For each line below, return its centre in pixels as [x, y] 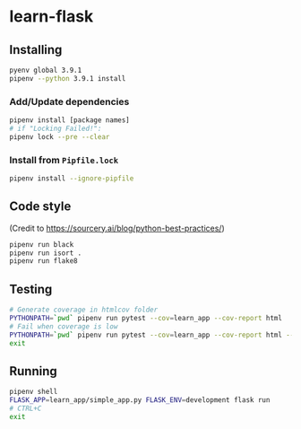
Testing [31, 289]
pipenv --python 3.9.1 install [68, 78]
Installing [36, 50]
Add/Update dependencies [69, 101]
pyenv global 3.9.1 [46, 70]
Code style [40, 207]
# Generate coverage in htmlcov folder [84, 310]
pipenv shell [34, 392]
